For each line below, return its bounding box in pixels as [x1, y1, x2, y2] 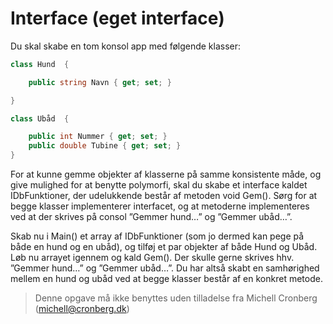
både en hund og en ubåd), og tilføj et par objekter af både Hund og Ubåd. [10, 241, 318, 253]
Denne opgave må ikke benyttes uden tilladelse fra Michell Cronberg [34, 292, 318, 304]
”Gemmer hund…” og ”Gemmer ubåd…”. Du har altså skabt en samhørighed [10, 262, 320, 274]
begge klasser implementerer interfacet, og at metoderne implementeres [10, 200, 310, 212]
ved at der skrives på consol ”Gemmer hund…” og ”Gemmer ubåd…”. [10, 211, 293, 223]
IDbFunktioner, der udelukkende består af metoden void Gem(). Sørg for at [10, 190, 318, 202]
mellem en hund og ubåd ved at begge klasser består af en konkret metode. [10, 273, 323, 285]
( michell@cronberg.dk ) [34, 303, 130, 315]
